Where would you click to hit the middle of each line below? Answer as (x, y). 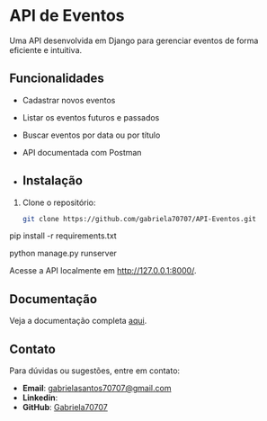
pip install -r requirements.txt (63, 236)
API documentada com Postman (82, 152)
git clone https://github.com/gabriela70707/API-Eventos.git (139, 219)
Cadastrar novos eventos (69, 100)
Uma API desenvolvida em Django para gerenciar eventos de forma (134, 40)
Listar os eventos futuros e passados (91, 117)
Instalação (53, 181)
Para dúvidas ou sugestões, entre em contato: (95, 371)
